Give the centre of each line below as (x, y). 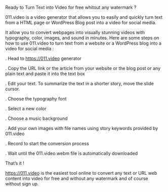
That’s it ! (15, 163)
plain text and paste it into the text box (45, 74)
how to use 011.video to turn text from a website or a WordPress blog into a (83, 43)
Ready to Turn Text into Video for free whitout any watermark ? (71, 7)
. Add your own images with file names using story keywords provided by (82, 128)
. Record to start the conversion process (47, 143)
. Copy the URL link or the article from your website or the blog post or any (83, 68)
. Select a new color (26, 108)
